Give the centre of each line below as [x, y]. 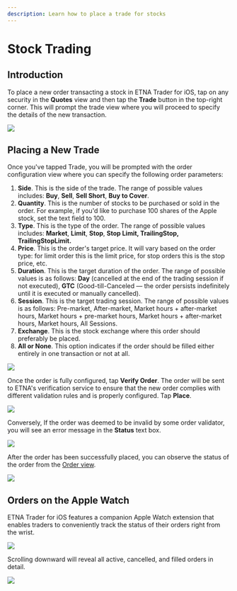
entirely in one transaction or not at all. [74, 354]
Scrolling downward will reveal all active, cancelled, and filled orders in [110, 559]
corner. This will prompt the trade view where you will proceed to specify [114, 107]
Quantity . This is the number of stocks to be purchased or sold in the [118, 203]
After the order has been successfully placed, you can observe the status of [118, 457]
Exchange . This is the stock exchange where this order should [109, 331]
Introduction [35, 75]
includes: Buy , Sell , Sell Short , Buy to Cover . [83, 196]
